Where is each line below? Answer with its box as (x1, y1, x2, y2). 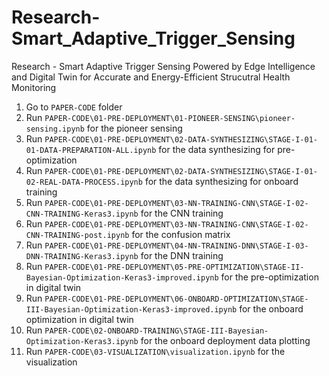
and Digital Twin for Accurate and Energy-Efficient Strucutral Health (11, 71, 291, 83)
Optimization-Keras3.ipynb (25, 336, 139, 346)
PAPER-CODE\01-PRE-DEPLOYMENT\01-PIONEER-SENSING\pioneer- (44, 113, 296, 123)
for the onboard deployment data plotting (140, 334, 311, 346)
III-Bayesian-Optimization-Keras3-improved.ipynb (25, 304, 238, 315)
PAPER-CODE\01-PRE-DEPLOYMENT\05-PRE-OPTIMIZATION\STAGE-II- (44, 262, 305, 272)
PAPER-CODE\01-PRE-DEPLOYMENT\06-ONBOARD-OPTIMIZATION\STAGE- (44, 294, 309, 304)
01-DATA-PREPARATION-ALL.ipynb (25, 145, 157, 155)
